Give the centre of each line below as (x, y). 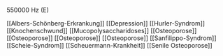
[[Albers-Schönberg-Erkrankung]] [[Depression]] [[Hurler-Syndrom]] (106, 23)
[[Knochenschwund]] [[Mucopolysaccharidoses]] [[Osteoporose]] (102, 31)
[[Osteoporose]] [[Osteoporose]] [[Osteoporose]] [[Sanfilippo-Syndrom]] (112, 38)
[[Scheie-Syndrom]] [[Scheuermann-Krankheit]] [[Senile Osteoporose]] (109, 45)
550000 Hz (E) (28, 10)
